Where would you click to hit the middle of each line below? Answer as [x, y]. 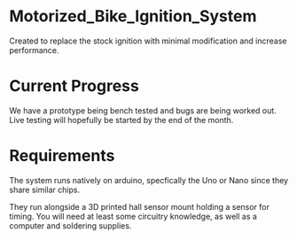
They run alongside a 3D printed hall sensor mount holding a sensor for [140, 206]
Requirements [62, 156]
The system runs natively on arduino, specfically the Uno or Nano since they [149, 180]
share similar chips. [45, 190]
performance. [34, 50]
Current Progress [74, 86]
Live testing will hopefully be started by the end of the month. [121, 120]
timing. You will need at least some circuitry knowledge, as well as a [133, 216]
